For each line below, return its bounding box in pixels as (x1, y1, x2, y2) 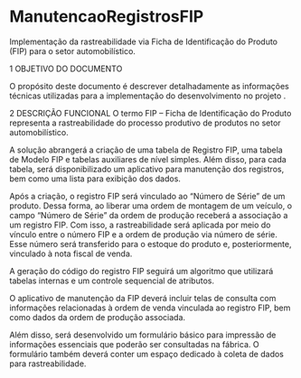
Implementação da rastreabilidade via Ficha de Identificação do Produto (9, 36, 278, 47)
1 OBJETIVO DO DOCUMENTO (9, 63, 123, 74)
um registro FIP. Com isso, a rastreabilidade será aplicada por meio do (9, 219, 271, 230)
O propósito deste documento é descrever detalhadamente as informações (9, 80, 289, 91)
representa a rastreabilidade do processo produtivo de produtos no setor (9, 117, 282, 128)
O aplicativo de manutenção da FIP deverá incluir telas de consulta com (9, 292, 277, 303)
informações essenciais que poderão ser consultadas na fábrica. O (9, 338, 259, 349)
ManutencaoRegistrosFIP (9, 6, 204, 27)
